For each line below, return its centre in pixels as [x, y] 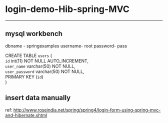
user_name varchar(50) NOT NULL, [40, 66]
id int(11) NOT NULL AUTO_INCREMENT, [47, 60]
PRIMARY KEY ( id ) [24, 76]
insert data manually [38, 98]
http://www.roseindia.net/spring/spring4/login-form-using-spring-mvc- [87, 110]
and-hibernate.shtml [26, 115]
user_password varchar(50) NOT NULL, [45, 71]
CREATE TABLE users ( [29, 55]
